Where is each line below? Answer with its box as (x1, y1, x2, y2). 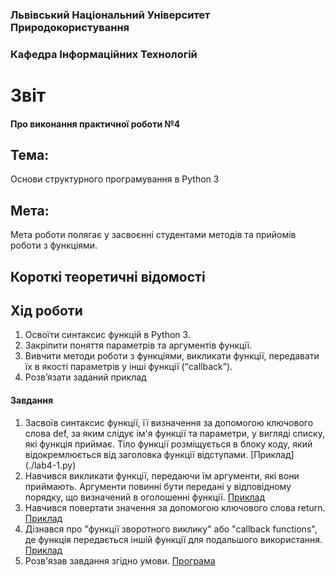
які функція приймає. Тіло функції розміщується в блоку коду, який (24, 438, 313, 450)
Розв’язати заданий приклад (24, 371, 147, 383)
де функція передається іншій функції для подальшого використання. (24, 533, 323, 545)
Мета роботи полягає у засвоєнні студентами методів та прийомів (10, 229, 297, 241)
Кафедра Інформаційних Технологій (10, 47, 198, 61)
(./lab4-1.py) (24, 459, 77, 471)
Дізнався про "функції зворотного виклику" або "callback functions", (24, 523, 318, 535)
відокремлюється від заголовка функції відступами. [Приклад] (24, 448, 295, 460)
